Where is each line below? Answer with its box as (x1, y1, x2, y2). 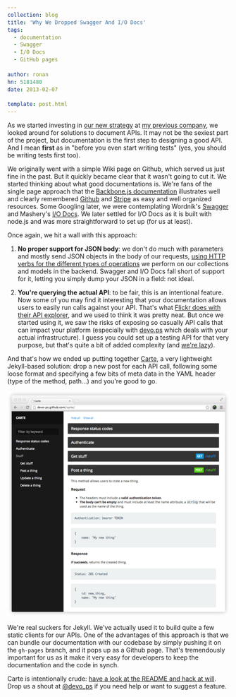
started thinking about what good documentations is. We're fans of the (7, 180, 213, 189)
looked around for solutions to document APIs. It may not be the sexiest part (7, 129, 229, 137)
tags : (7, 26, 23, 33)
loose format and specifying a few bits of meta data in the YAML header (7, 369, 216, 378)
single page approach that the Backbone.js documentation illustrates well (7, 187, 221, 196)
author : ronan (7, 71, 49, 78)
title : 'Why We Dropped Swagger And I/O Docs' (7, 18, 147, 26)
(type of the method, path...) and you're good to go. (7, 377, 157, 386)
